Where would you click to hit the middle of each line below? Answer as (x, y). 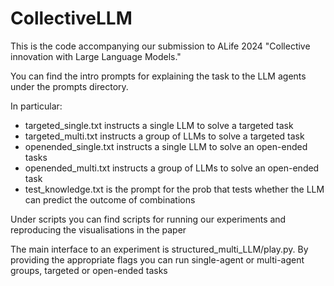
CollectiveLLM (71, 18)
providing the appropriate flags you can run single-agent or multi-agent (157, 259)
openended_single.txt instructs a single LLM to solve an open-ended (166, 146)
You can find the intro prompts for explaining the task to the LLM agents (158, 76)
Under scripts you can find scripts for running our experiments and (148, 219)
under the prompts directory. (69, 86)
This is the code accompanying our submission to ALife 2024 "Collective (160, 46)
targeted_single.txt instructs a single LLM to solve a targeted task (159, 125)
